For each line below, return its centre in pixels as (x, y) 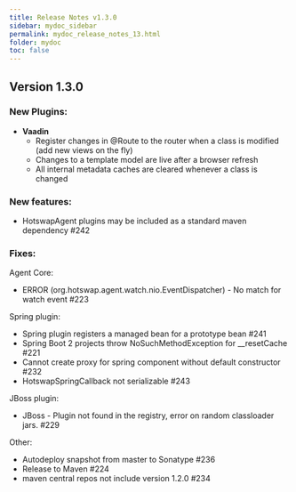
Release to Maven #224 (65, 469)
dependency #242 (56, 230)
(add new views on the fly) (84, 150)
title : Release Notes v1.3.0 (63, 17)
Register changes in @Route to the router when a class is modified (157, 141)
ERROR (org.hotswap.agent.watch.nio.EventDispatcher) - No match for (152, 290)
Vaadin (36, 131)
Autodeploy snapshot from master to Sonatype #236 (119, 460)
